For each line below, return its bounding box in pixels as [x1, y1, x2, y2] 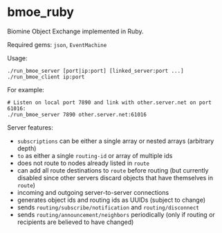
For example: [7, 85, 45, 94]
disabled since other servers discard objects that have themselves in [17, 173, 213, 182]
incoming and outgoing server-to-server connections [17, 188, 169, 196]
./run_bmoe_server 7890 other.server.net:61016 [7, 111, 147, 118]
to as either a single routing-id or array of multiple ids [17, 151, 173, 159]
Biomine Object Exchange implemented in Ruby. [7, 27, 144, 35]
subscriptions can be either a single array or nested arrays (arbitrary [17, 137, 214, 145]
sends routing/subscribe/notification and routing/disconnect [17, 202, 199, 212]
